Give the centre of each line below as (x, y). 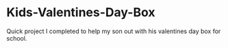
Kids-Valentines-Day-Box (81, 13)
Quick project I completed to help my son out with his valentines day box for (114, 31)
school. (17, 38)
